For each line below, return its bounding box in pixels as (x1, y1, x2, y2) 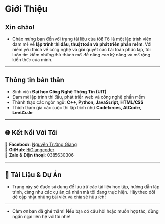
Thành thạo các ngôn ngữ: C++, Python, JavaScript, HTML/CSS (12, 99, 144, 105)
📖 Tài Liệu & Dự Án (5, 171, 62, 179)
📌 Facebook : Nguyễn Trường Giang (5, 141, 77, 147)
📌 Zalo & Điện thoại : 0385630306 (5, 152, 74, 158)
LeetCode (12, 110, 33, 115)
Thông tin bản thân (5, 76, 65, 84)
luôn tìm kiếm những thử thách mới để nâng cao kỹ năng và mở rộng (12, 52, 151, 57)
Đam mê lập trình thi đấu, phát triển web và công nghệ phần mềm (12, 94, 145, 100)
